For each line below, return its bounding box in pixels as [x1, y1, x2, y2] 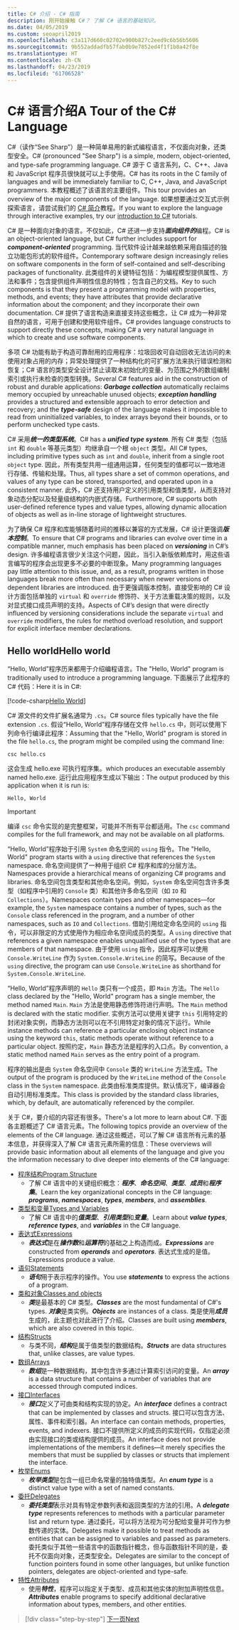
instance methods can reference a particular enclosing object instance [7, 1026, 215, 1035]
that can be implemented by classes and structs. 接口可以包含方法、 [28, 1409, 229, 1417]
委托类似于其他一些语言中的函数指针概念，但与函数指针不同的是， [28, 1542, 222, 1552]
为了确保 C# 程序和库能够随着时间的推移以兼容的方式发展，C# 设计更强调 [7, 525, 223, 534]
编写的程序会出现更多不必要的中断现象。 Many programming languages [13, 559, 222, 568]
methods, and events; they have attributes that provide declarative [7, 293, 202, 301]
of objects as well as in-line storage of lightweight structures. [7, 510, 187, 519]
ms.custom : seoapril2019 [7, 30, 81, 38]
